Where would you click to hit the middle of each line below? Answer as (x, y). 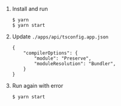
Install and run (30, 9)
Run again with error (38, 86)
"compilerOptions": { (50, 53)
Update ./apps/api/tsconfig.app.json (60, 37)
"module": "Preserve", (63, 58)
